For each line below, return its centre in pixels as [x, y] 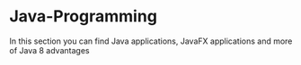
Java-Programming [83, 16]
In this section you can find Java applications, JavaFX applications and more [151, 41]
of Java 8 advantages [49, 50]
